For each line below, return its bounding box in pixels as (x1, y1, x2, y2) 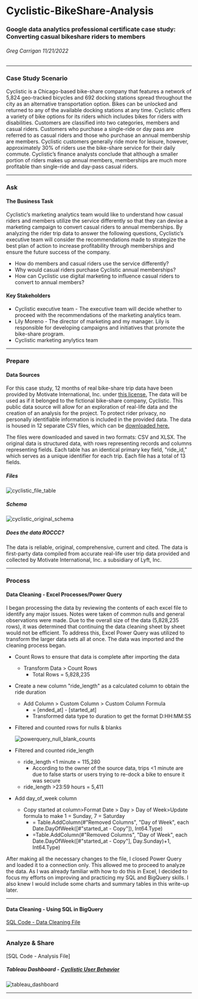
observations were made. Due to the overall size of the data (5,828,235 (6, 617, 179, 624)
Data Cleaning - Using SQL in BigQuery (6, 905, 103, 912)
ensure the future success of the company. (6, 248, 111, 255)
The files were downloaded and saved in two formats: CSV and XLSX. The (6, 433, 187, 441)
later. (6, 886, 19, 894)
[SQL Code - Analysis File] (6, 952, 71, 959)
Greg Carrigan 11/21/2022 (6, 47, 69, 54)
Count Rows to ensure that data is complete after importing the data (14, 653, 180, 660)
